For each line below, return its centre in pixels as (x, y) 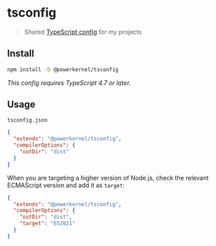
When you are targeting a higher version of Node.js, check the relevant (108, 178)
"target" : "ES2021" (48, 224)
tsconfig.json (28, 120)
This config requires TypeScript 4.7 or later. (69, 83)
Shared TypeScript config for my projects (83, 32)
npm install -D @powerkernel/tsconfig (63, 69)
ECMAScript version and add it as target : (66, 185)
